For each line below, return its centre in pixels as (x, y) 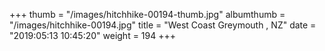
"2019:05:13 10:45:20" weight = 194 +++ (93, 35)
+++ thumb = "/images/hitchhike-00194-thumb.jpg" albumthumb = (147, 14)
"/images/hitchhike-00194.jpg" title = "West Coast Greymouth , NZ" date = (163, 25)
